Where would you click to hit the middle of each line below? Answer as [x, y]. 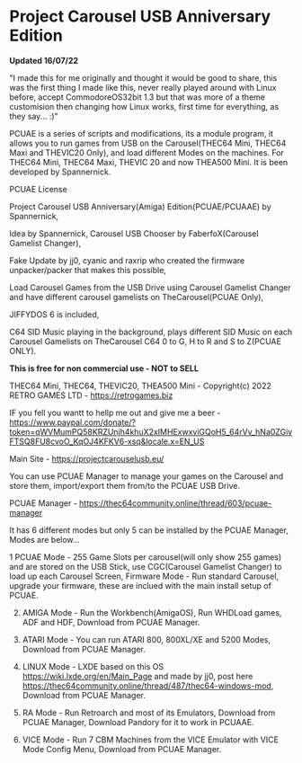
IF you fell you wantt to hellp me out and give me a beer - [115, 413]
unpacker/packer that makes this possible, [88, 270]
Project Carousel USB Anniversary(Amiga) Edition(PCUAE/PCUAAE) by [140, 206]
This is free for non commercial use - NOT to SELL [104, 368]
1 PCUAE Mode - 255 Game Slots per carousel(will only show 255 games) [146, 557]
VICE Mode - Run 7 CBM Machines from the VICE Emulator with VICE [150, 740]
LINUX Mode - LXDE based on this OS [93, 666]
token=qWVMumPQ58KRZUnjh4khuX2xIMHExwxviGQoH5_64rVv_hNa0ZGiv [151, 431]
